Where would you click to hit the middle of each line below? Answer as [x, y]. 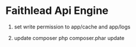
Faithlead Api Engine [57, 11]
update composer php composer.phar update [69, 38]
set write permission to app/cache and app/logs [72, 27]
